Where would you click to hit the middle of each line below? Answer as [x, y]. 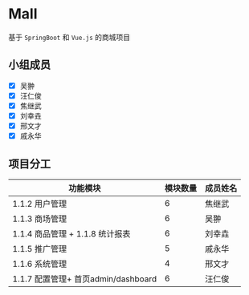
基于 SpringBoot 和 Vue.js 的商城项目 [69, 37]
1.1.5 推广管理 [40, 249]
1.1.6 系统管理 [40, 264]
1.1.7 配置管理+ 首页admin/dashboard [85, 279]
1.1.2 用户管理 [40, 204]
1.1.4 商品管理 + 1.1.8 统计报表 [71, 233]
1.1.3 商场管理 [40, 219]
